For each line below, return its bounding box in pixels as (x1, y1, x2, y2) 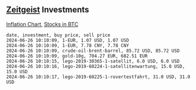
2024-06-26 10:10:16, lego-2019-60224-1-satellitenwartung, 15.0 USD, (6, 63, 185, 69)
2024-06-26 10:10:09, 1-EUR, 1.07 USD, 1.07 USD (6, 37, 129, 44)
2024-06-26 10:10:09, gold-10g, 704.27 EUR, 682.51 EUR (6, 53, 148, 59)
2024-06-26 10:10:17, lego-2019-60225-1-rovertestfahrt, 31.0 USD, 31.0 (6, 74, 191, 80)
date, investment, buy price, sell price (6, 32, 111, 38)
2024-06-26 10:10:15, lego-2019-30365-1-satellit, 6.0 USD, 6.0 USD (6, 58, 180, 64)
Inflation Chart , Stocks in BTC (6, 20, 79, 27)
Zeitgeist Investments (6, 5, 89, 15)
